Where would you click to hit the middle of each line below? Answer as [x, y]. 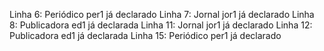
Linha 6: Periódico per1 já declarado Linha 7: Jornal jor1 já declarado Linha [162, 14]
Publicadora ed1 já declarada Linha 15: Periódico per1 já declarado [145, 35]
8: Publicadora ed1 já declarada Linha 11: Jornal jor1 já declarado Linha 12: [161, 25]
